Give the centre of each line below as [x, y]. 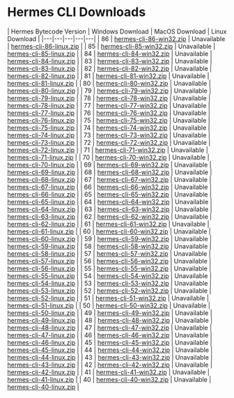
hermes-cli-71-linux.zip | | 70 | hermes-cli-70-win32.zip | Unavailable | [109, 157]
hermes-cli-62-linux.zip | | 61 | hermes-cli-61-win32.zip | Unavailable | [108, 224]
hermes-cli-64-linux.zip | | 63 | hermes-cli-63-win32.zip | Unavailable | [110, 209]
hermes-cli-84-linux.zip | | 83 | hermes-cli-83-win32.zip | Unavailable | [110, 61]
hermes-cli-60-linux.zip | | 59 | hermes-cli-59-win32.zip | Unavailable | [110, 238]
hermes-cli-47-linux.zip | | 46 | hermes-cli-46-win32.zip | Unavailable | [110, 335]
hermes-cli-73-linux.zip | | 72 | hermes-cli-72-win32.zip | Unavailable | [109, 142]
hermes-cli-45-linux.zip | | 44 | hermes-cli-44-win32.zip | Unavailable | [110, 350]
